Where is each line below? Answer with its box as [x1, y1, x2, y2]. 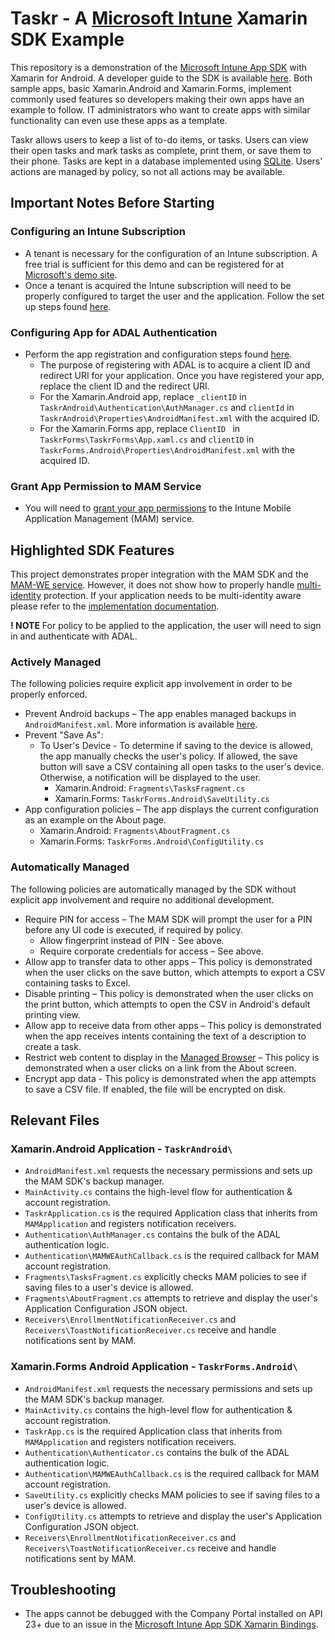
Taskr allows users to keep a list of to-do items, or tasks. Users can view [10, 133, 309, 146]
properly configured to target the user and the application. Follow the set [24, 290, 325, 302]
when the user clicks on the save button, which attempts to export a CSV [24, 966, 326, 978]
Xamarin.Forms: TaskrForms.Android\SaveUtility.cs [54, 793, 270, 805]
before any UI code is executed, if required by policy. [24, 923, 243, 936]
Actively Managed [10, 655, 102, 669]
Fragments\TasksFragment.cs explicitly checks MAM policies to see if [24, 1271, 307, 1283]
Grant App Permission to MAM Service [10, 479, 202, 493]
